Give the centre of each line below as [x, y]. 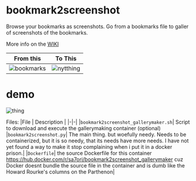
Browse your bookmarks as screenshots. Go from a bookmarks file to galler [97, 26]
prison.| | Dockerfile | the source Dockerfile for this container [79, 153]
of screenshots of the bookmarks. [47, 32]
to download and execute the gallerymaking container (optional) [84, 128]
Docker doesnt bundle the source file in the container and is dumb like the [95, 165]
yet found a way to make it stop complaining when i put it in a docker [89, 146]
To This [66, 58]
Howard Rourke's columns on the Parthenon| [60, 172]
